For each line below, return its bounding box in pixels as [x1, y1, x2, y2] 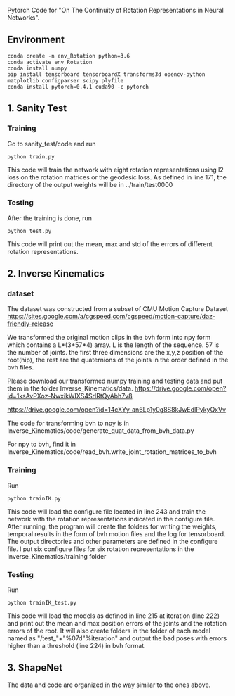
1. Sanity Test [7, 102, 67, 115]
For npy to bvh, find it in [7, 440, 76, 449]
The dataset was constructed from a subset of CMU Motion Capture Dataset [7, 305, 228, 313]
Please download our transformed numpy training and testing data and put [7, 377, 223, 386]
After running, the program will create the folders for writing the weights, [7, 522, 217, 531]
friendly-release [7, 319, 54, 328]
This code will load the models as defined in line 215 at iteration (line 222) [7, 612, 220, 620]
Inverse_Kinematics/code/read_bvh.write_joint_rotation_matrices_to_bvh [7, 448, 217, 456]
